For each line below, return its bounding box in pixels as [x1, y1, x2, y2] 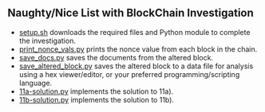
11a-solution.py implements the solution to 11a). [18, 87, 174, 96]
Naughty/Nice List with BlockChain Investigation [7, 6, 255, 20]
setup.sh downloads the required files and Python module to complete [18, 27, 251, 37]
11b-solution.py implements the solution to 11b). [18, 95, 175, 104]
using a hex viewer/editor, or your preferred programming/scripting [18, 69, 240, 79]
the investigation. [18, 36, 77, 45]
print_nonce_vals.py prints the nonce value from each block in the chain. [18, 44, 258, 54]
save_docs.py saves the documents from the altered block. [18, 52, 213, 62]
